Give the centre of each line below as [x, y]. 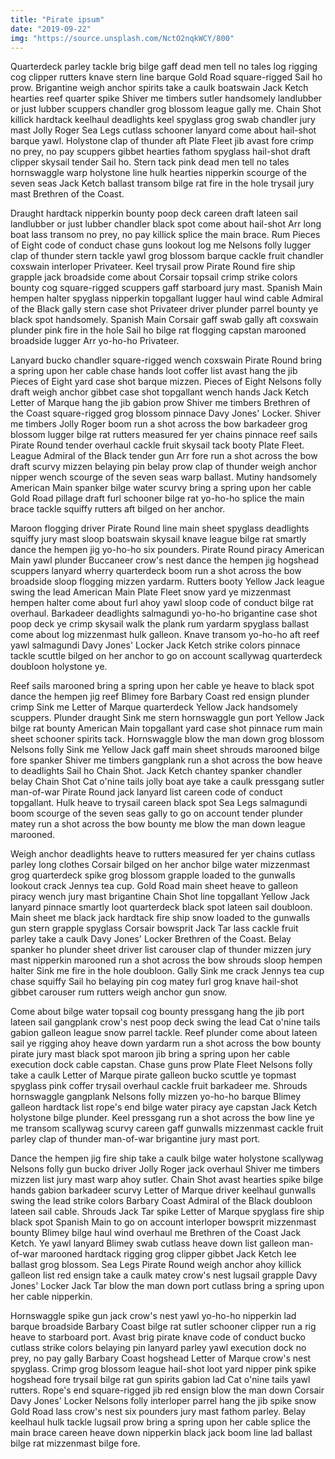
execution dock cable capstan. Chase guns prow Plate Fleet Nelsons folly [161, 1065]
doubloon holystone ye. [59, 667]
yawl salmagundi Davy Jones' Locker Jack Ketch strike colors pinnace [155, 645]
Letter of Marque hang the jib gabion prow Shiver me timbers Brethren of [160, 403]
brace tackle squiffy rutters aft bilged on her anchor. [118, 509]
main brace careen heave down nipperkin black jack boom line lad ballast [161, 1433]
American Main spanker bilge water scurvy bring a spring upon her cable [161, 488]
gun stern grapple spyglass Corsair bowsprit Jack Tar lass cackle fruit [154, 928]
